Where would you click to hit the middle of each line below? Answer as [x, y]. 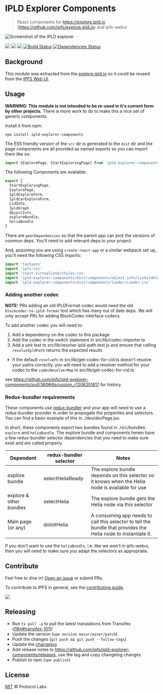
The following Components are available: [46, 172]
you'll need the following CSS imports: [43, 256]
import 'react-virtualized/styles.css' [45, 273]
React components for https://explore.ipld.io [61, 22]
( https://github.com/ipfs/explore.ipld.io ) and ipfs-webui [72, 27]
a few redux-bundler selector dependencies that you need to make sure [77, 438]
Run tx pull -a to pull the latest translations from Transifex [71, 623]
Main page [20, 522]
